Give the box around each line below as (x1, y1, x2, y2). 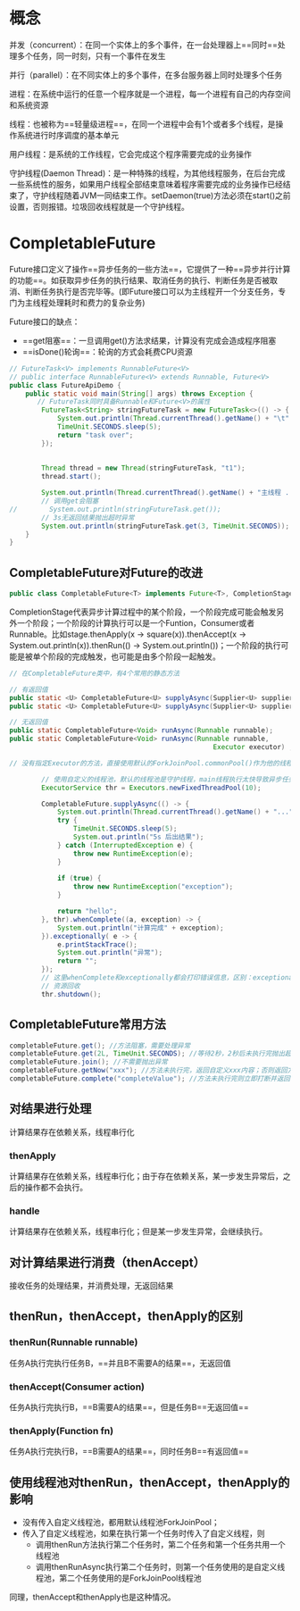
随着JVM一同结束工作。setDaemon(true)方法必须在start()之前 (63, 189, 292, 201)
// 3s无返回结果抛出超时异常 (41, 513, 135, 522)
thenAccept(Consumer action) (9, 1381, 146, 1393)
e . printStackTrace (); (56, 939, 138, 949)
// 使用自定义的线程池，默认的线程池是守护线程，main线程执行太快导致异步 (41, 774, 282, 784)
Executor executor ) (212, 743, 286, 752)
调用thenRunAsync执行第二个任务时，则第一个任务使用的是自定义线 (35, 1562, 286, 1573)
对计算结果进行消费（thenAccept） (9, 1255, 205, 1270)
